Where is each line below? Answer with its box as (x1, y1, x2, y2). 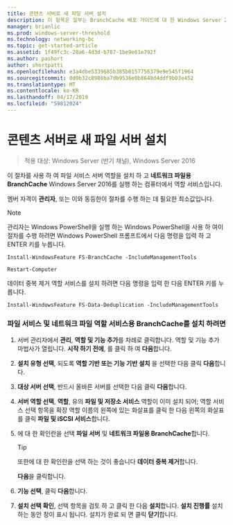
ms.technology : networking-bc (7, 36, 95, 43)
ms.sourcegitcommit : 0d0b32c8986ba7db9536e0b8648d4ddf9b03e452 (7, 74, 194, 82)
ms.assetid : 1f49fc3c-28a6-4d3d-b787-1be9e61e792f (7, 49, 157, 56)
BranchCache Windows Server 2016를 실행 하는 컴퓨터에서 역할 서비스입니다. (7, 179, 223, 188)
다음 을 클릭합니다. (17, 472, 66, 481)
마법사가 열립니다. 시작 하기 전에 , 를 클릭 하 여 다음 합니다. (17, 344, 172, 353)
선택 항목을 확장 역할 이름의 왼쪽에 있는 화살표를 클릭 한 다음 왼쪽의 (24, 406, 206, 414)
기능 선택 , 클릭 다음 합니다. (17, 487, 88, 495)
